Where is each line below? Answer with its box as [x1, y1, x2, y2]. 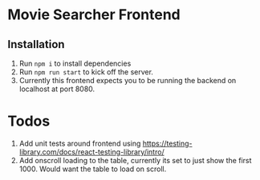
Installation [7, 38, 65, 51]
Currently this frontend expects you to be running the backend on [18, 76, 237, 85]
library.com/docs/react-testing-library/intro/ [18, 146, 165, 157]
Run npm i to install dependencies [18, 58, 132, 68]
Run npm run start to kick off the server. [18, 67, 154, 77]
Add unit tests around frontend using [18, 138, 141, 148]
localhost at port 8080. [18, 84, 95, 94]
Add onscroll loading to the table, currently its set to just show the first [18, 155, 252, 165]
